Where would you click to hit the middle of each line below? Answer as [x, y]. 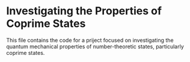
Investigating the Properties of [84, 11]
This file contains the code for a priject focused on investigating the [90, 40]
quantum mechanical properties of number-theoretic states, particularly [95, 46]
